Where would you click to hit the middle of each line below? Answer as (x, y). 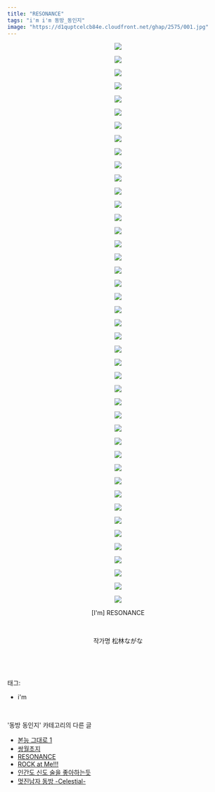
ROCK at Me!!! (38, 764)
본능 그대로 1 (35, 740)
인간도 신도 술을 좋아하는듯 (54, 772)
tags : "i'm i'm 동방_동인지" (46, 20)
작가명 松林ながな (118, 641)
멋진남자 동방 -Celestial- (52, 781)
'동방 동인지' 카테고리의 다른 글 (50, 725)
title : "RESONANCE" (36, 14)
